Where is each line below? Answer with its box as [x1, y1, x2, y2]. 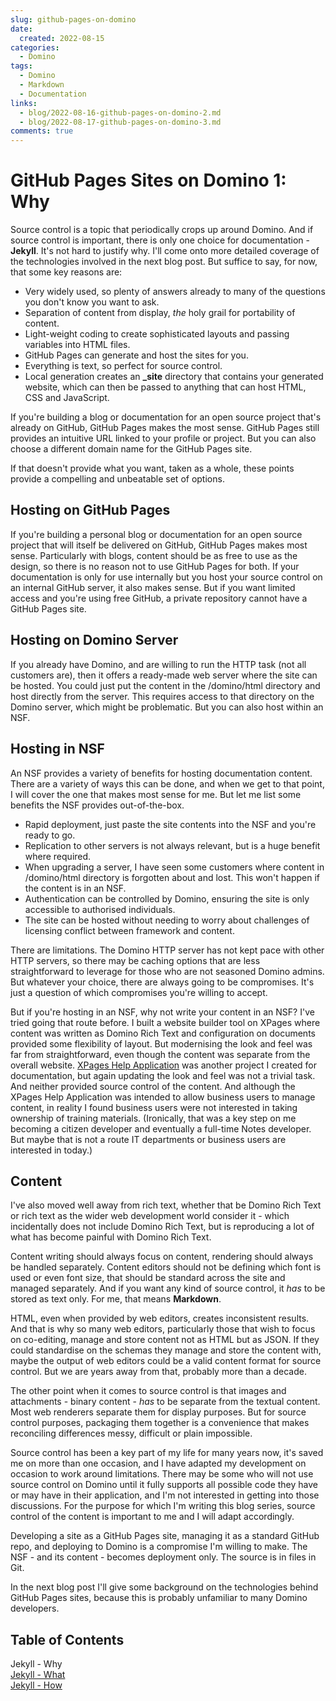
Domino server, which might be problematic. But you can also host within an [10, 701, 324, 713]
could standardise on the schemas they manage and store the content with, [10, 1344, 322, 1356]
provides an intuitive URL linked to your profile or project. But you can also [10, 432, 317, 445]
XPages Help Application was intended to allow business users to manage [10, 1091, 316, 1103]
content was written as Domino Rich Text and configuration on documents [10, 1027, 316, 1039]
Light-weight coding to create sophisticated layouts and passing [24, 328, 290, 340]
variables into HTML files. [24, 339, 131, 351]
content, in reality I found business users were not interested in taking [10, 1101, 298, 1113]
